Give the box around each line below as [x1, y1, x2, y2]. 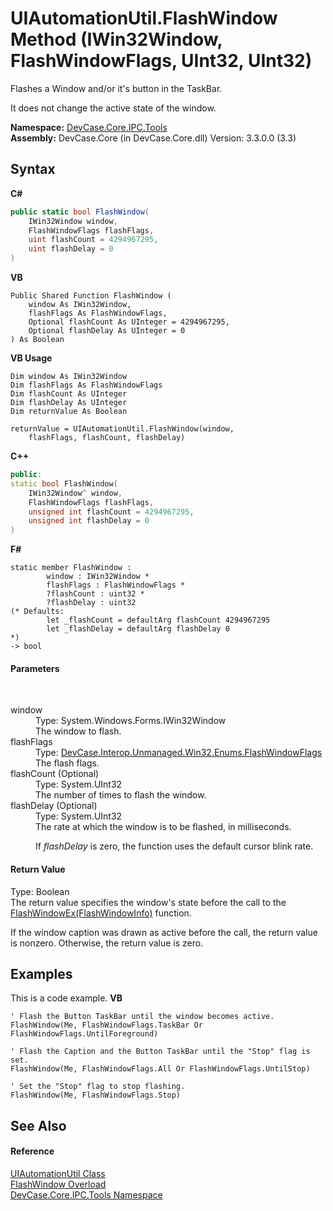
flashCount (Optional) [10, 768, 100, 780]
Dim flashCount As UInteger [10, 389, 128, 399]
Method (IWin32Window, [10, 28, 223, 51]
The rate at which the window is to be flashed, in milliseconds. [35, 821, 292, 833]
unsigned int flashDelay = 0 [28, 516, 150, 526]
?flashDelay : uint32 [46, 598, 137, 608]
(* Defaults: [10, 607, 65, 617]
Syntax [10, 161, 56, 178]
